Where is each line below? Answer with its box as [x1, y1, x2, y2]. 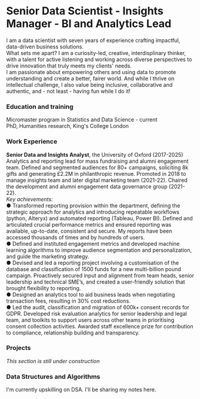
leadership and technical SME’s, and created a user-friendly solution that [6, 278, 185, 285]
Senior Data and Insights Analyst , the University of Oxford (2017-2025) [6, 151, 183, 158]
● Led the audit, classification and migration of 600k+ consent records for [6, 303, 190, 310]
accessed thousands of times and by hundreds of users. [6, 233, 145, 240]
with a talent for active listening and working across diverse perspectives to [6, 56, 192, 63]
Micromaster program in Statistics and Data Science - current [6, 116, 158, 123]
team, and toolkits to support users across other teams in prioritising [6, 316, 174, 324]
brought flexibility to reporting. [6, 284, 81, 291]
